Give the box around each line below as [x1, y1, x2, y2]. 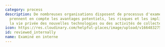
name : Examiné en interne [5, 35, 58, 40]
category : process [5, 7, 43, 12]
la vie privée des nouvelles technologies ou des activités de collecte [9, 21, 162, 26]
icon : [5, 25, 16, 30]
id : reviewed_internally [5, 30, 56, 35]
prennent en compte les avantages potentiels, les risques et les [9, 16, 148, 21]
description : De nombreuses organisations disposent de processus [5, 12, 144, 17]
